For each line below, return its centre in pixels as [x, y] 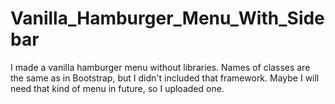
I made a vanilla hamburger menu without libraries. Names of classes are [160, 67]
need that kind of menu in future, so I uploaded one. [117, 88]
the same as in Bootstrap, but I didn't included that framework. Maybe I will [165, 78]
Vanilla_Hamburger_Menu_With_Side [167, 18]
